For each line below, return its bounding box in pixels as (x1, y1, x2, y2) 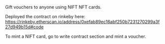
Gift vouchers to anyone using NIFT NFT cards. (5, 4, 102, 10)
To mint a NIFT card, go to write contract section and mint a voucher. (5, 34, 147, 39)
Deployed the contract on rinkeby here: (5, 14, 85, 19)
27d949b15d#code (5, 24, 44, 30)
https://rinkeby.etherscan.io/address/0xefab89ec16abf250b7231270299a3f (5, 19, 160, 24)
